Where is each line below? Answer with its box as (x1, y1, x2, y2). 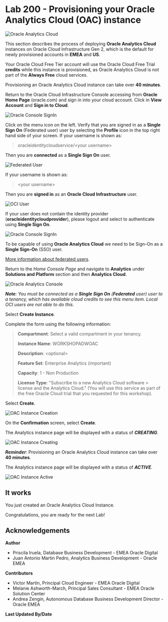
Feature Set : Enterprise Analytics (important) (17, 360, 111, 366)
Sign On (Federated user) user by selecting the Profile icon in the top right (5, 127, 160, 133)
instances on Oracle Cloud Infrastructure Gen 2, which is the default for (5, 46, 154, 52)
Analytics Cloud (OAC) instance (5, 14, 141, 26)
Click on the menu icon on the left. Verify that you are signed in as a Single (5, 122, 161, 128)
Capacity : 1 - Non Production (17, 370, 79, 376)
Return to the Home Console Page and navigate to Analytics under (5, 266, 145, 272)
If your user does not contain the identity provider (5, 210, 108, 216)
